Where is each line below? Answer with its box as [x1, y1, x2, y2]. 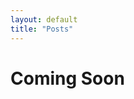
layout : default [10, 14, 78, 25]
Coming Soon [10, 67, 125, 90]
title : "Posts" [10, 24, 74, 34]
